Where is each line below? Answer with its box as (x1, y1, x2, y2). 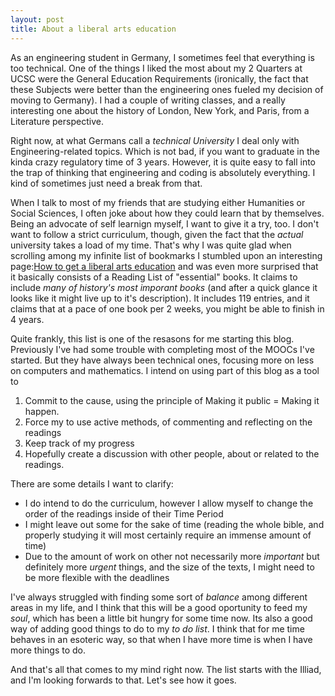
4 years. (10, 313, 45, 325)
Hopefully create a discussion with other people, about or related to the (24, 447, 320, 460)
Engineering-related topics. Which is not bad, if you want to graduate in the (10, 145, 320, 157)
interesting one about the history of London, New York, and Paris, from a (10, 104, 310, 116)
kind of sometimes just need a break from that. (10, 177, 203, 189)
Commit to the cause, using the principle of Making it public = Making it (24, 394, 320, 406)
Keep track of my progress (24, 437, 135, 449)
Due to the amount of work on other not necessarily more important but (24, 550, 320, 562)
